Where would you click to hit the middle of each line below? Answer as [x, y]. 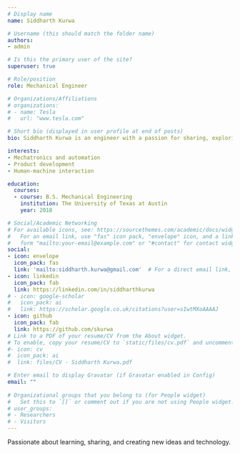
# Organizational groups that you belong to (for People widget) [106, 395]
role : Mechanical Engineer [47, 86]
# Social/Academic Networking [52, 223]
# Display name [30, 14]
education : [24, 184]
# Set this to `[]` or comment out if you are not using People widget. [121, 402]
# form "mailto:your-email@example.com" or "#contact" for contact [113, 243]
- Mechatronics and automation [54, 158]
